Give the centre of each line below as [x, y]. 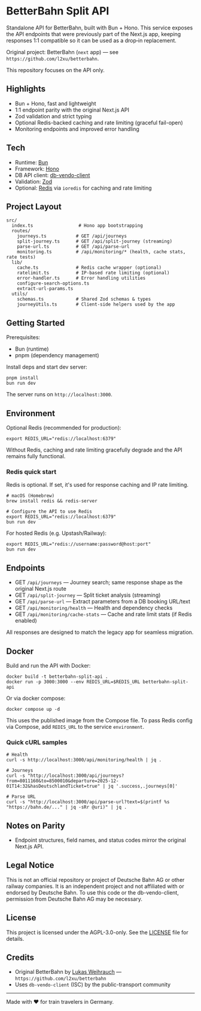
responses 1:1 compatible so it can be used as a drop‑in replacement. [91, 40]
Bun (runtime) [32, 349]
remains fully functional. [36, 456]
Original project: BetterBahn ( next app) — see [62, 52]
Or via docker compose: [36, 698]
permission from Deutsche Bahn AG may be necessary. [74, 899]
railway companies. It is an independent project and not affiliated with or [95, 886]
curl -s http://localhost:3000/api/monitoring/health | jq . [84, 760]
